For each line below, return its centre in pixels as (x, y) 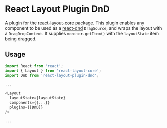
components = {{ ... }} (30, 103)
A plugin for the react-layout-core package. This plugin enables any (75, 23)
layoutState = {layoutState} (38, 98)
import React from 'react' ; (34, 66)
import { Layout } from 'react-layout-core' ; (53, 71)
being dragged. (21, 39)
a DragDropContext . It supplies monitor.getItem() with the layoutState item (82, 33)
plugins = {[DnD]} (26, 107)
